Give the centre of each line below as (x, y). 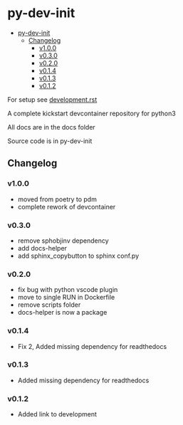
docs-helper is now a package (62, 313)
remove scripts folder (49, 305)
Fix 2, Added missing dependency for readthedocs (92, 346)
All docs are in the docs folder (52, 127)
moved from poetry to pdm (57, 199)
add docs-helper (42, 248)
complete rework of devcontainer (67, 206)
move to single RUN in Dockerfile (66, 298)
